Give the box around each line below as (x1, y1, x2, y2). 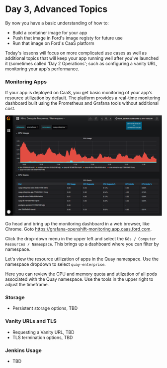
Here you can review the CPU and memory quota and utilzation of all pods (5, 271, 158, 277)
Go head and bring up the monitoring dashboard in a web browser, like (5, 221, 150, 227)
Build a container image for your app (12, 29, 87, 35)
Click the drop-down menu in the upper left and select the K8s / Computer (5, 236, 157, 242)
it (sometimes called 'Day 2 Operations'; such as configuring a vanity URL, (5, 60, 158, 66)
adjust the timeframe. (5, 282, 49, 288)
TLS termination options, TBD (12, 334, 73, 340)
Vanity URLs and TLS (5, 318, 57, 325)
